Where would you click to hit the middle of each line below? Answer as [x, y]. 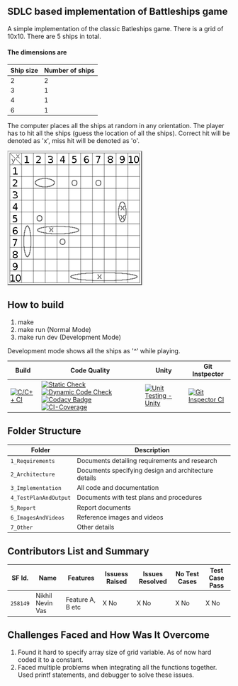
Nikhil [44, 596]
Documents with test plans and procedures [140, 498]
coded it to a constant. [50, 659]
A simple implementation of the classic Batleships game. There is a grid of [115, 28]
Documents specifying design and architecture [145, 470]
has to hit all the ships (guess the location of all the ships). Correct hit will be [119, 133]
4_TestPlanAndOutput [41, 498]
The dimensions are [37, 52]
